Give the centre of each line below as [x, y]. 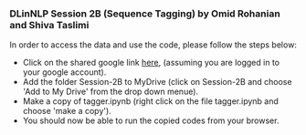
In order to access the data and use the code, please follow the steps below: [153, 45]
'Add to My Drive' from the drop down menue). [111, 92]
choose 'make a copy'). [67, 111]
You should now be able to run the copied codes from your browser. [151, 120]
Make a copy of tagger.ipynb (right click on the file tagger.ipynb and [150, 101]
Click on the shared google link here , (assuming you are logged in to [151, 63]
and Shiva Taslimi [49, 25]
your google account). [64, 72]
